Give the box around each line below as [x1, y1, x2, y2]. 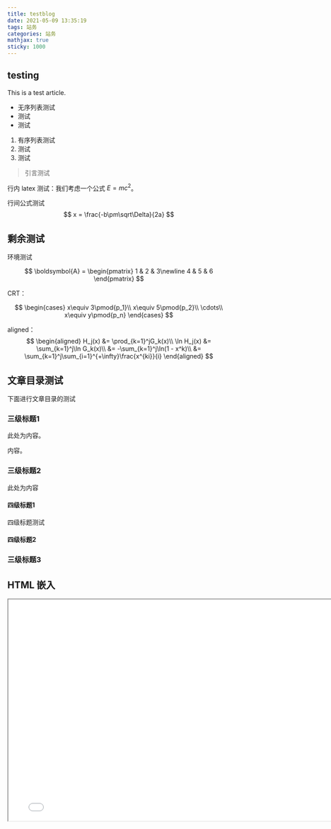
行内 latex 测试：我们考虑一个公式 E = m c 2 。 [7, 182, 138, 192]
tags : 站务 [7, 23, 37, 30]
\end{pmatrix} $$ [93, 274, 144, 283]
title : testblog [7, 10, 55, 18]
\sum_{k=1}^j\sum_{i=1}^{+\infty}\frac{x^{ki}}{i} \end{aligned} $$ [24, 352, 214, 361]
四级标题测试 [7, 518, 45, 526]
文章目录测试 [7, 374, 64, 386]
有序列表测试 [17, 135, 55, 144]
